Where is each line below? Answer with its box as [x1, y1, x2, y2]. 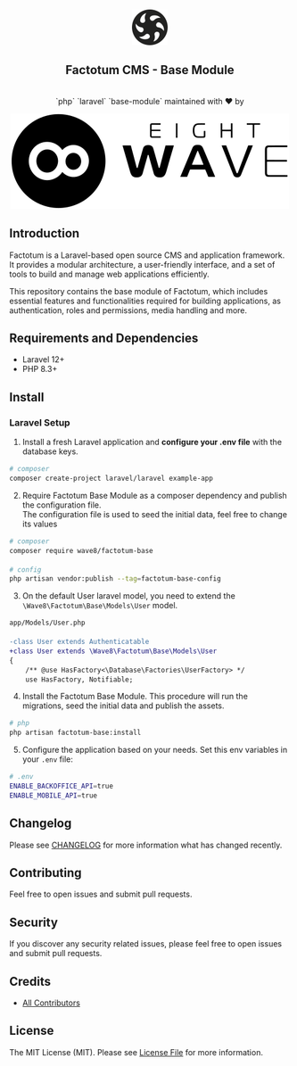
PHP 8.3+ [21, 364, 58, 375]
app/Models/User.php [9, 618, 87, 628]
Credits [9, 973, 52, 989]
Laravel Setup [9, 416, 70, 428]
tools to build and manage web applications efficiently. [9, 269, 210, 279]
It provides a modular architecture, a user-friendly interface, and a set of [9, 259, 276, 269]
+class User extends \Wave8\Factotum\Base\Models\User [9, 647, 218, 656]
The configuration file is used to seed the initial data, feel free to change [21, 508, 288, 519]
